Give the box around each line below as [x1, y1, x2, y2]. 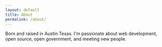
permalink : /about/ [5, 17, 47, 22]
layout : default [5, 7, 39, 13]
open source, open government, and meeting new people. [5, 36, 127, 42]
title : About [5, 12, 33, 17]
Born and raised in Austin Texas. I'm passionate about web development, [5, 31, 157, 37]
